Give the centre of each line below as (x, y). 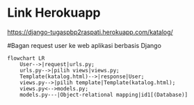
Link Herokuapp (54, 13)
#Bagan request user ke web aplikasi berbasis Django (84, 45)
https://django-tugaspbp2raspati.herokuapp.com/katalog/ (90, 32)
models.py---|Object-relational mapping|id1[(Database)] (104, 95)
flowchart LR (26, 58)
